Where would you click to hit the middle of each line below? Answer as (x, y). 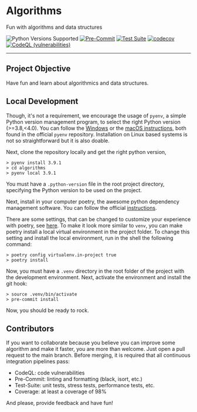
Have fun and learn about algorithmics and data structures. (77, 83)
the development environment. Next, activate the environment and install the (98, 277)
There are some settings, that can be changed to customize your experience (98, 219)
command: (19, 244)
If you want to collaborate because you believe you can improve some (91, 343)
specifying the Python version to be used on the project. (74, 190)
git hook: (17, 283)
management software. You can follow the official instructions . (81, 207)
